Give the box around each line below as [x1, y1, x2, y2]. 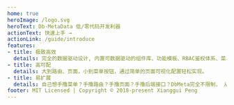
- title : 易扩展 [7, 74, 52, 82]
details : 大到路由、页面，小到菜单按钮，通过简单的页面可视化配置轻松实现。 [13, 68, 208, 75]
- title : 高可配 [7, 61, 52, 68]
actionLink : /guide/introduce [7, 36, 95, 43]
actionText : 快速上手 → [7, 29, 72, 37]
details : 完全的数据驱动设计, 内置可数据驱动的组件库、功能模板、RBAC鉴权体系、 [13, 55, 221, 62]
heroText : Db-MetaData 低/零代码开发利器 [7, 23, 120, 30]
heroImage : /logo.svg [7, 17, 70, 23]
